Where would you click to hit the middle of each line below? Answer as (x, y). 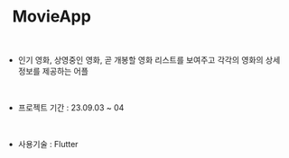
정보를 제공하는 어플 (53, 71)
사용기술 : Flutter (48, 144)
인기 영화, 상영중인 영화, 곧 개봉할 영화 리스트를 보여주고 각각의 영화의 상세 (149, 59)
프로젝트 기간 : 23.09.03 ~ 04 (71, 107)
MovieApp (52, 17)
